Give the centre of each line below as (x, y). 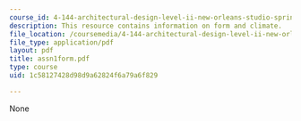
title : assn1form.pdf (50, 59)
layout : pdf (31, 51)
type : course (34, 68)
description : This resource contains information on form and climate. (146, 26)
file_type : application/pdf (62, 42)
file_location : (38, 34)
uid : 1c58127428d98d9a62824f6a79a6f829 (84, 76)
